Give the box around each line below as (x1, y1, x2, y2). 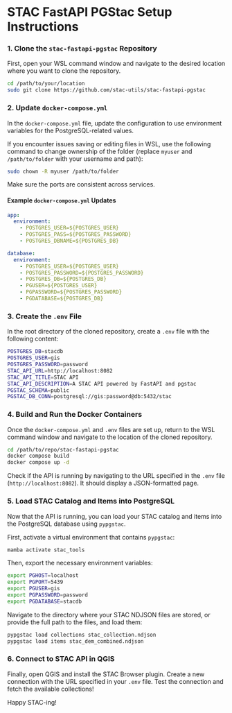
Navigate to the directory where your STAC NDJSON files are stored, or (7, 610, 211, 619)
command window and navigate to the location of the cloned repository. (7, 433, 213, 441)
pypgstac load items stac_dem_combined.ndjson (7, 637, 144, 645)
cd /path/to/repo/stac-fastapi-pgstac (7, 446, 119, 453)
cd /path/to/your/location (7, 80, 85, 87)
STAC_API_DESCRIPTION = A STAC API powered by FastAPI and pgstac (7, 380, 197, 387)
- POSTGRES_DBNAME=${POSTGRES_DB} (19, 237, 119, 245)
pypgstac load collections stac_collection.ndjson (7, 631, 157, 638)
